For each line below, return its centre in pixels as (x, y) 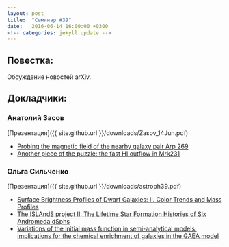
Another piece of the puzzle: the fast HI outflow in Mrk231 (98, 153)
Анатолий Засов (36, 118)
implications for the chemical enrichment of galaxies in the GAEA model (118, 236)
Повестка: (30, 60)
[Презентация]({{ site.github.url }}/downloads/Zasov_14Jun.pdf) (98, 133)
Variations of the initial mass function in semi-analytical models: (107, 229)
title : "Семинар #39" (39, 20)
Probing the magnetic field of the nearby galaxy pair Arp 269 (103, 146)
